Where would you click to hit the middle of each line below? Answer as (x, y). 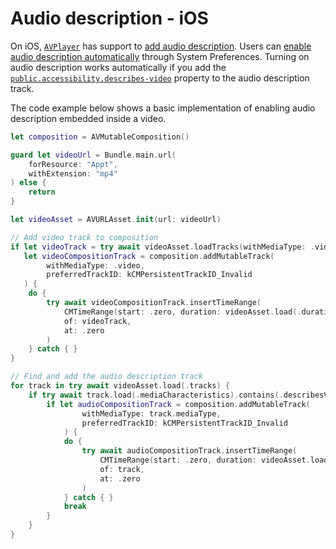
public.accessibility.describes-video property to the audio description (160, 78)
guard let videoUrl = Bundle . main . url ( (93, 155)
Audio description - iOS (109, 18)
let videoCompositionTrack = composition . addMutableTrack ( (149, 256)
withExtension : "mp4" (73, 173)
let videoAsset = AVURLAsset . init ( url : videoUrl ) (116, 220)
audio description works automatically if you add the (118, 67)
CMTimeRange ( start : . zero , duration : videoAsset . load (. (182, 312)
